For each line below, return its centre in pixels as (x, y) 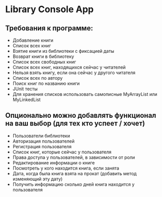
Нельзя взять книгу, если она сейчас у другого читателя (74, 73)
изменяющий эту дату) (37, 179)
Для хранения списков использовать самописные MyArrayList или (85, 94)
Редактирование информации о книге (54, 162)
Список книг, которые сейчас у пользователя (62, 152)
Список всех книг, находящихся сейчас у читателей (69, 67)
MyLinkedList (27, 100)
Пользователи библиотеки (41, 136)
